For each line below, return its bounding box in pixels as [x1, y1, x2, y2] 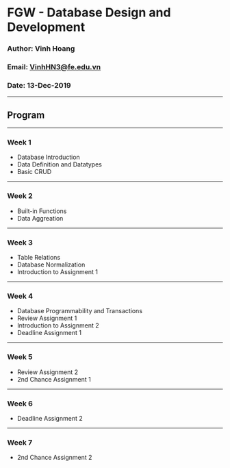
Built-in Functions [16, 207, 67, 215]
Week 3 [7, 238, 33, 247]
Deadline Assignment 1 [16, 329, 82, 337]
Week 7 [7, 437, 33, 447]
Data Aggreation [16, 214, 64, 222]
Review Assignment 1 [16, 314, 77, 323]
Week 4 [7, 291, 34, 301]
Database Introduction [16, 153, 80, 162]
